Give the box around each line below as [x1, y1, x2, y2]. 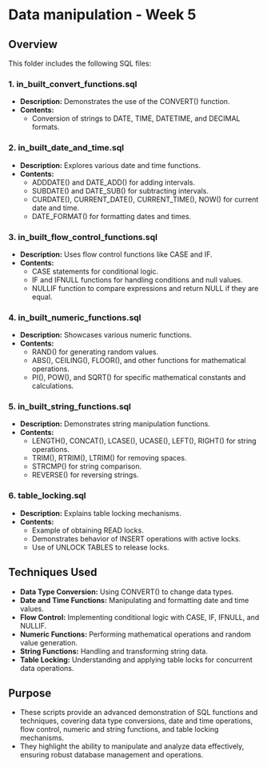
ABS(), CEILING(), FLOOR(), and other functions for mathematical [31, 356, 246, 366]
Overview [8, 38, 58, 51]
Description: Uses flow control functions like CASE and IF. [19, 250, 213, 259]
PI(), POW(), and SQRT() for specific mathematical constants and [31, 373, 246, 382]
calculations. [31, 382, 74, 391]
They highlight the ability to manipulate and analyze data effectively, [19, 741, 245, 751]
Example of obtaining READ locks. [31, 525, 144, 535]
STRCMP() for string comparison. [31, 461, 142, 471]
